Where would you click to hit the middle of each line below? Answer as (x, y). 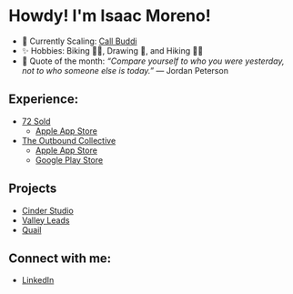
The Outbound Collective (69, 140)
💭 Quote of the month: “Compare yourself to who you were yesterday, (153, 61)
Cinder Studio (47, 210)
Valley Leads (45, 220)
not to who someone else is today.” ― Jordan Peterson (125, 70)
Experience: (44, 100)
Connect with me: (60, 258)
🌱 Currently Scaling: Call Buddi (79, 41)
